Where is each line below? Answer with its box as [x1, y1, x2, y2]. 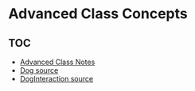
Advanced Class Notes [19, 57, 96, 66]
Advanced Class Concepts [8, 5, 189, 23]
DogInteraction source [19, 74, 94, 83]
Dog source [19, 66, 59, 75]
